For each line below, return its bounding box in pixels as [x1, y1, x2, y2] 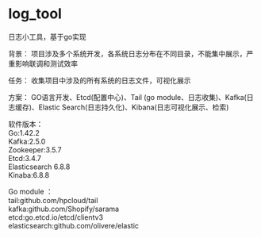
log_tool [8, 5, 62, 23]
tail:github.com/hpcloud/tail [8, 195, 98, 205]
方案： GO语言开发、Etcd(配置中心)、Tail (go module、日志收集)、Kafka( [8, 92, 248, 102]
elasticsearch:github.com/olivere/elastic [8, 221, 140, 230]
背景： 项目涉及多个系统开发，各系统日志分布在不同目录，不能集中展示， [8, 48, 247, 58]
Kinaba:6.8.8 [8, 170, 50, 179]
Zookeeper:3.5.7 [8, 144, 62, 155]
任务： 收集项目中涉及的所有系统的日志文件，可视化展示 [8, 75, 191, 85]
